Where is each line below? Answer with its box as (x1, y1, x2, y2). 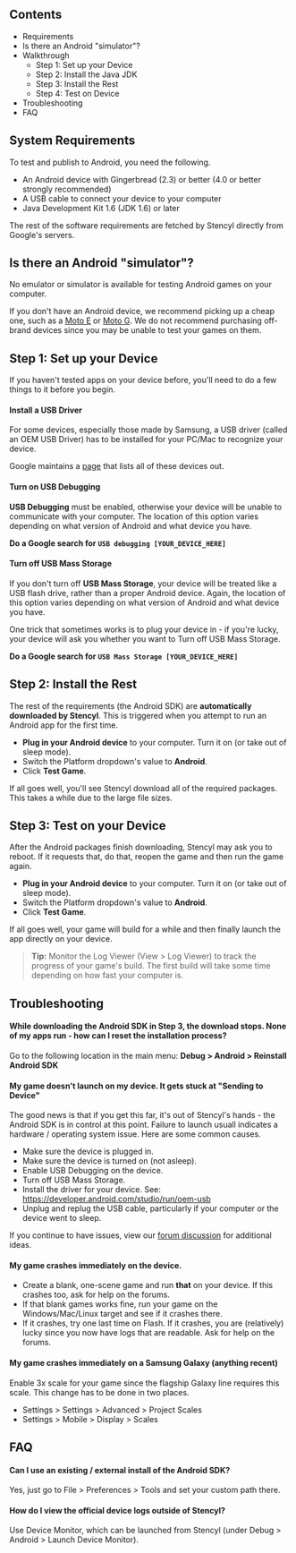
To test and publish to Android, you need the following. (9, 157, 211, 167)
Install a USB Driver (9, 405, 82, 415)
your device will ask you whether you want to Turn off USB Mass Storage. (9, 633, 281, 644)
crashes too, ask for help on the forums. (21, 1289, 170, 1301)
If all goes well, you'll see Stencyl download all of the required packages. (9, 782, 277, 793)
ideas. (9, 1240, 32, 1250)
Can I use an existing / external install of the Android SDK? (9, 1464, 231, 1475)
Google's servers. (9, 229, 75, 240)
